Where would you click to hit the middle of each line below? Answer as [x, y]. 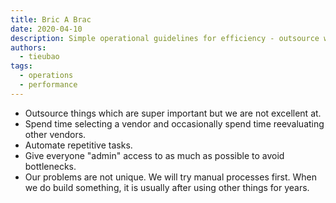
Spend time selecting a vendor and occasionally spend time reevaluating [174, 123]
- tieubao [39, 57]
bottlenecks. [50, 166]
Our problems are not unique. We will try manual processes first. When [171, 177]
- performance [48, 85]
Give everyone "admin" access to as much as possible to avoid [154, 155]
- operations [46, 76]
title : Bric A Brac [51, 19]
